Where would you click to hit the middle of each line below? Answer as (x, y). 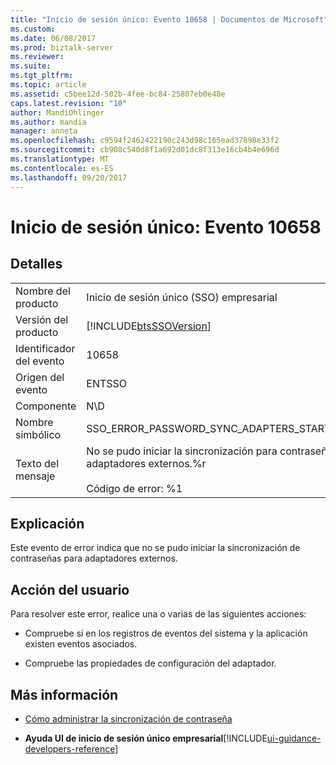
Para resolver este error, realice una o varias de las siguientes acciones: (158, 614)
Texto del (37, 463)
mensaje (35, 476)
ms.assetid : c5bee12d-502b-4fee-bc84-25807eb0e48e (118, 94)
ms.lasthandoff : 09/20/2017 (69, 177)
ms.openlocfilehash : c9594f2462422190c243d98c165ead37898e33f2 (145, 141)
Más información (64, 694)
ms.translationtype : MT (60, 159)
